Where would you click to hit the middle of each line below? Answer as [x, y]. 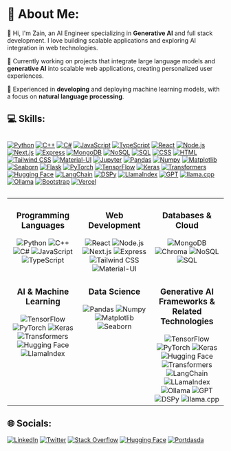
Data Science [114, 291]
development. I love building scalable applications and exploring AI [102, 40]
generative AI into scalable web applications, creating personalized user [110, 68]
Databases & [187, 216]
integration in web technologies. [53, 48]
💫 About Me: [43, 14]
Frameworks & [187, 302]
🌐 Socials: [30, 423]
